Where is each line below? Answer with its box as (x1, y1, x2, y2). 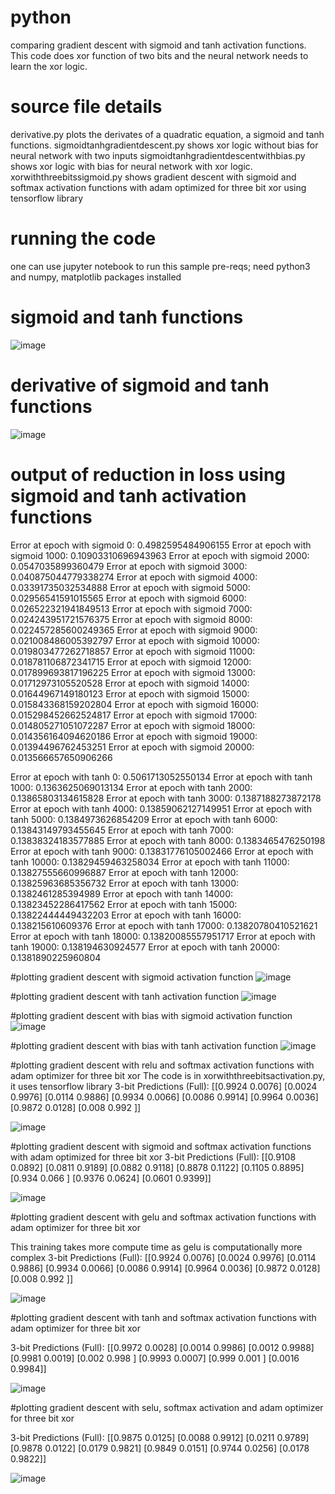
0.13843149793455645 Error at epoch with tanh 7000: (10, 824, 235, 836)
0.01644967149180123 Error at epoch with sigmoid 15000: (10, 687, 250, 700)
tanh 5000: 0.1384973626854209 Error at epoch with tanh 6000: (10, 813, 278, 825)
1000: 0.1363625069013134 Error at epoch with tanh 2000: (10, 781, 253, 793)
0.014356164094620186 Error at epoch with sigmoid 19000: (10, 730, 258, 742)
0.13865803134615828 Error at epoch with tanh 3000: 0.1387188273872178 (10, 792, 322, 804)
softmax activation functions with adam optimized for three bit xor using (10, 181, 307, 193)
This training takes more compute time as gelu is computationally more (10, 1241, 303, 1253)
